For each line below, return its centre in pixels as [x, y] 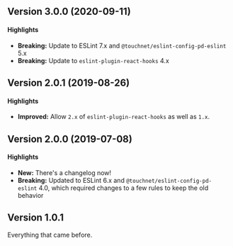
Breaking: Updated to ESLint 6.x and [71, 180]
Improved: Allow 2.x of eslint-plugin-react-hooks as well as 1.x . [114, 117]
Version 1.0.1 [36, 218]
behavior [30, 195]
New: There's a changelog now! [64, 172]
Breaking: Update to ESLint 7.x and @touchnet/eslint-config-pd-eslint [122, 45]
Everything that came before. [50, 235]
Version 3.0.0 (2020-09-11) [69, 12]
